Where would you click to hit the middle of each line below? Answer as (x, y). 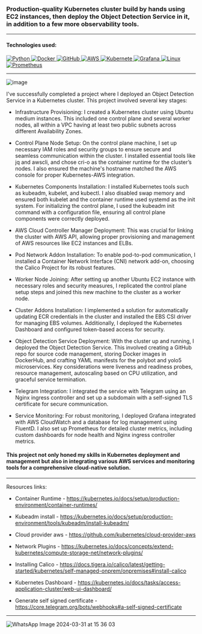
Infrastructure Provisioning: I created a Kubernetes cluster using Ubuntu (104, 112)
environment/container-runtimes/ (56, 504)
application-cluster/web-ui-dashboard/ (63, 589)
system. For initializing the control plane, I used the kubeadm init (95, 206)
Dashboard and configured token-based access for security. (90, 329)
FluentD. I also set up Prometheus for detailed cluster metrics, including (103, 428)
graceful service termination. (51, 379)
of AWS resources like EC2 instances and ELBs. (74, 243)
